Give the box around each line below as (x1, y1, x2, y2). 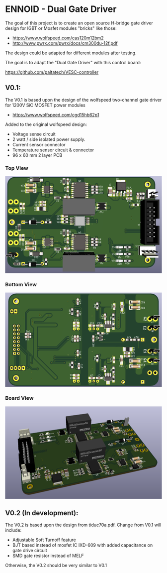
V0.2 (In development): (5, 509, 79, 517)
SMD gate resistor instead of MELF (12, 553, 84, 559)
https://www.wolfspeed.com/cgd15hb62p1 (12, 112, 99, 117)
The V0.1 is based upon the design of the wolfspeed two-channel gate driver (5, 97, 162, 103)
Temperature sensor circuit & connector (12, 147, 94, 153)
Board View (5, 395, 34, 402)
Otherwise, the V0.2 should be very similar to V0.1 (5, 563, 107, 569)
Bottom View (5, 281, 37, 288)
